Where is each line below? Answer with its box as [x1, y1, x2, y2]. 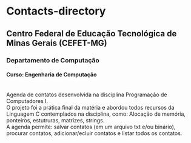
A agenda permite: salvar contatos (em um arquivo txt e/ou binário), [6, 123, 176, 130]
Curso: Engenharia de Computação [6, 71, 97, 78]
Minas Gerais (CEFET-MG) [6, 38, 107, 48]
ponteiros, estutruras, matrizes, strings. [6, 116, 105, 124]
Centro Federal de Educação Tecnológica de [6, 28, 177, 39]
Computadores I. [6, 97, 49, 104]
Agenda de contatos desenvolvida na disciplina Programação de [6, 91, 168, 98]
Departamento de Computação [6, 56, 100, 64]
